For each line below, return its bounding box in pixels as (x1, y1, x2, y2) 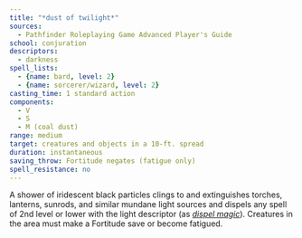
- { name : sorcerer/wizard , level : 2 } (17, 81, 160, 90)
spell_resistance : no (9, 165, 91, 174)
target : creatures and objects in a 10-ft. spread (9, 139, 204, 148)
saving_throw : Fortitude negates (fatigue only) (9, 156, 196, 166)
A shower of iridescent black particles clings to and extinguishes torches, (9, 189, 283, 200)
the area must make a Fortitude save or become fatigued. (9, 218, 223, 229)
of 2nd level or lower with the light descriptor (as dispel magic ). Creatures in (9, 209, 294, 220)
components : (9, 97, 54, 107)
